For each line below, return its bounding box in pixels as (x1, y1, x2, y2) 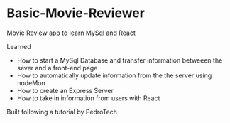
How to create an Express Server (16, 86, 114, 95)
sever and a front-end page (16, 63, 98, 72)
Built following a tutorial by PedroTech (6, 107, 118, 116)
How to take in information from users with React (16, 94, 160, 102)
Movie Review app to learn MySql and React (6, 28, 136, 37)
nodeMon (16, 78, 45, 87)
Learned (6, 42, 31, 50)
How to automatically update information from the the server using (16, 71, 212, 80)
